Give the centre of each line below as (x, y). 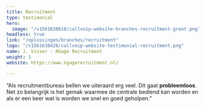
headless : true (26, 35)
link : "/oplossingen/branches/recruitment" (63, 40)
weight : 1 (19, 57)
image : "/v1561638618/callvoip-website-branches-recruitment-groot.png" (106, 29)
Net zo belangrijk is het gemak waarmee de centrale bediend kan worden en (102, 92)
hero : (13, 23)
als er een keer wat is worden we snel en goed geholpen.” (79, 98)
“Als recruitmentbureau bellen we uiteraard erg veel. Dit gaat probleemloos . (102, 85)
